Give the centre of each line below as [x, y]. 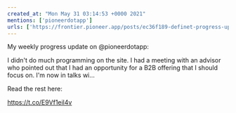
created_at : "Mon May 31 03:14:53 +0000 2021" [77, 14]
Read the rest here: [35, 89]
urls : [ [19, 27]
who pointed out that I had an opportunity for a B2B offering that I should [113, 68]
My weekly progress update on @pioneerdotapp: [78, 47]
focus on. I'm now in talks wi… [51, 75]
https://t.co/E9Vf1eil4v [40, 102]
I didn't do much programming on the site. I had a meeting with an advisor [114, 60]
